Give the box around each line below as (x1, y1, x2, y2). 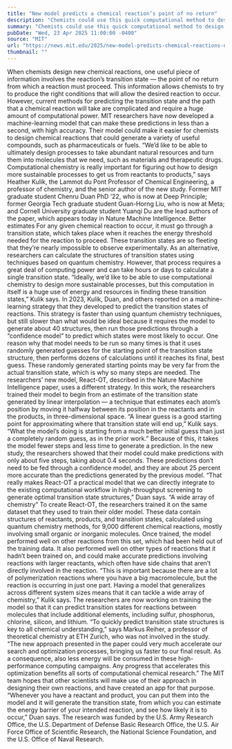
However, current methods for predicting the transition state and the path (7, 97, 215, 105)
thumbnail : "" (7, 49, 48, 56)
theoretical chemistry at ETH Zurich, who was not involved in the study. (7, 632, 211, 641)
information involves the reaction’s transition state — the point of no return (7, 75, 219, 83)
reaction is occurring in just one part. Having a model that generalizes (7, 581, 206, 589)
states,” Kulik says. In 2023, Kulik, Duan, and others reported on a (7, 295, 194, 303)
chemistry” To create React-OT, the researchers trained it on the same (7, 500, 208, 508)
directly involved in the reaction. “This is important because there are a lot (7, 566, 217, 574)
